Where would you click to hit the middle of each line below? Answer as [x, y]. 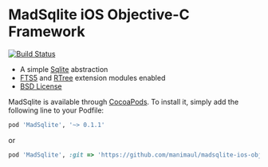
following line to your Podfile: [56, 110]
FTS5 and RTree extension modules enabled [93, 78]
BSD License [41, 86]
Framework [47, 32]
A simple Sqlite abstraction [64, 69]
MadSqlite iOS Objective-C [99, 15]
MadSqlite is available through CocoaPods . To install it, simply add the [124, 101]
